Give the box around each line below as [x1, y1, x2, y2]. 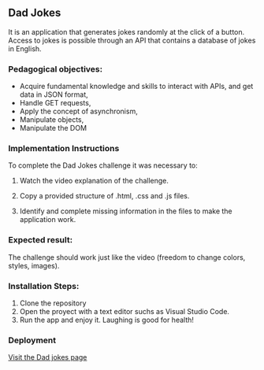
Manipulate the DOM [19, 124, 87, 133]
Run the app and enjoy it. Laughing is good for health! [19, 315, 195, 324]
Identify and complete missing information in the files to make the [19, 206, 232, 216]
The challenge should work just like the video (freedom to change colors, [8, 252, 246, 262]
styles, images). [8, 261, 60, 270]
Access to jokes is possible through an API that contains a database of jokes [8, 35, 256, 45]
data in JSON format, [19, 90, 88, 99]
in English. [8, 43, 42, 54]
